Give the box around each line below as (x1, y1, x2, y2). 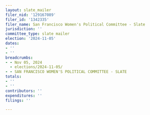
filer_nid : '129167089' (5, 12, 56, 17)
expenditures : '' (5, 93, 42, 98)
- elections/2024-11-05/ (10, 64, 63, 70)
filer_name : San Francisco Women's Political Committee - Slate (5, 21, 145, 27)
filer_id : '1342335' (5, 17, 50, 22)
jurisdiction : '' (5, 27, 42, 32)
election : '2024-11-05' (5, 36, 56, 41)
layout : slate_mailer (5, 7, 52, 13)
